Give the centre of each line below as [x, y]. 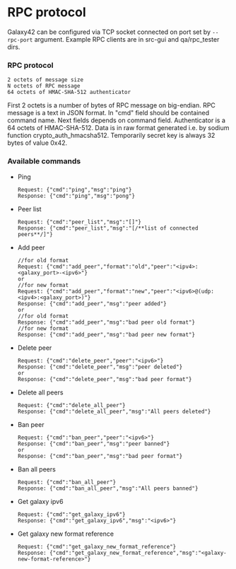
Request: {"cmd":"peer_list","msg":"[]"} [79, 222]
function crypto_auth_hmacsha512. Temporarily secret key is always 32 [111, 136]
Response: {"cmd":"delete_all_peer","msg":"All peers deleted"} [114, 411]
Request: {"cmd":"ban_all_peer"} [67, 482]
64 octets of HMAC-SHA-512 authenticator [69, 93]
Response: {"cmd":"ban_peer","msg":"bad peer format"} [100, 456]
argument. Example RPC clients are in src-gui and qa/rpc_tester [127, 39]
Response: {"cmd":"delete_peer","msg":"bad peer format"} [105, 379]
